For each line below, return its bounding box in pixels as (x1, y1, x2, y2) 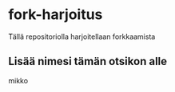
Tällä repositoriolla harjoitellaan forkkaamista (8, 32, 156, 41)
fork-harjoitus (8, 6, 103, 24)
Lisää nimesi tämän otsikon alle (8, 55, 168, 68)
